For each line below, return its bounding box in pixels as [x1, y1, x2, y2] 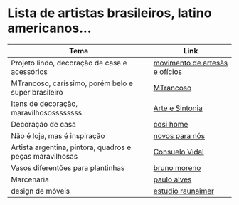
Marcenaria [11, 174, 50, 184]
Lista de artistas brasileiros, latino [7, 5, 212, 21]
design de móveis [11, 186, 70, 196]
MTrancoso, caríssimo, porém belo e [11, 78, 134, 88]
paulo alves [153, 174, 192, 184]
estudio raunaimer [153, 186, 215, 196]
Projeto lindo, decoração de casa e [11, 58, 127, 68]
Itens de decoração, [11, 98, 78, 108]
